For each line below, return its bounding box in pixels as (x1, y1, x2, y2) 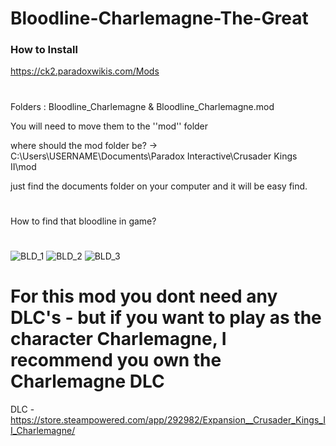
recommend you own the (10, 349, 222, 372)
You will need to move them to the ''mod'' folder (10, 120, 209, 132)
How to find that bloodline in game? (10, 215, 157, 227)
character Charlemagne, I (10, 328, 227, 351)
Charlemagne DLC (10, 370, 165, 393)
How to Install (10, 43, 78, 57)
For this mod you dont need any (10, 285, 278, 308)
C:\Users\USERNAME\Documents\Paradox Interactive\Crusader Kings (10, 150, 298, 162)
